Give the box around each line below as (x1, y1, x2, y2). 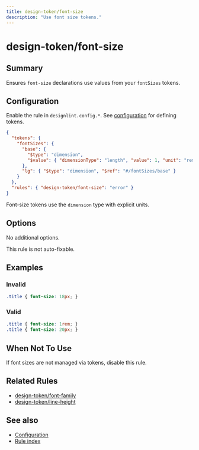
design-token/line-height (14, 398, 76, 405)
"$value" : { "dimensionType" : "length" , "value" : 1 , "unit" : (27, 157, 182, 163)
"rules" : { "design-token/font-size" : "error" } (11, 185, 134, 191)
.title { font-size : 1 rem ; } (6, 321, 78, 327)
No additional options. (6, 234, 60, 241)
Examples (6, 263, 43, 273)
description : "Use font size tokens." (6, 14, 102, 20)
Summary (6, 63, 43, 74)
